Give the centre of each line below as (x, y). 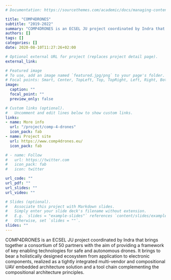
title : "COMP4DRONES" (28, 19)
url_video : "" (20, 193)
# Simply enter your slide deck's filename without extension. (76, 211)
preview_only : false (32, 99)
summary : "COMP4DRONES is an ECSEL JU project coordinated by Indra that (85, 28)
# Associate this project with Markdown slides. (60, 206)
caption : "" (23, 89)
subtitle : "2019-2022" (29, 24)
